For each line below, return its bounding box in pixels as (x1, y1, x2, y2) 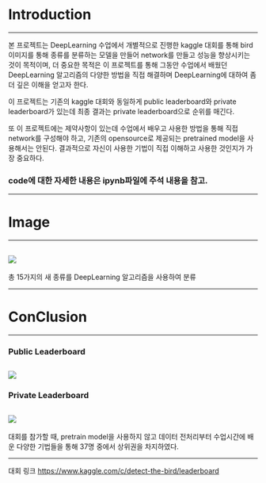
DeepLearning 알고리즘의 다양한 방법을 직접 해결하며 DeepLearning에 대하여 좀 (8, 70, 257, 79)
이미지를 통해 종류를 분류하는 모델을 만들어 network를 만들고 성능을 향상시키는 (8, 50, 251, 59)
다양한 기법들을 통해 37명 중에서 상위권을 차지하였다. (16, 442, 180, 451)
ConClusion (8, 308, 87, 326)
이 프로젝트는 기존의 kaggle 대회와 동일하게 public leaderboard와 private (8, 97, 237, 106)
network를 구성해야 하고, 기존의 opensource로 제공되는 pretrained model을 (8, 133, 245, 143)
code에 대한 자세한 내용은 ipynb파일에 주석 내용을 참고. (8, 174, 208, 186)
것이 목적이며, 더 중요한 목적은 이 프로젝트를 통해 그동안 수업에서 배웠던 (8, 59, 228, 69)
